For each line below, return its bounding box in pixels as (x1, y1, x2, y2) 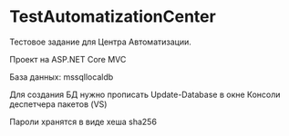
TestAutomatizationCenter (9, 6, 216, 27)
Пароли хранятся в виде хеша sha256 (9, 116, 158, 127)
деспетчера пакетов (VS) (9, 98, 108, 110)
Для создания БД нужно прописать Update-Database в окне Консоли (9, 89, 281, 100)
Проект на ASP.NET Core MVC (9, 53, 127, 64)
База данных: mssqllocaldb (9, 71, 114, 83)
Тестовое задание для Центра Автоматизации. (9, 36, 191, 47)
